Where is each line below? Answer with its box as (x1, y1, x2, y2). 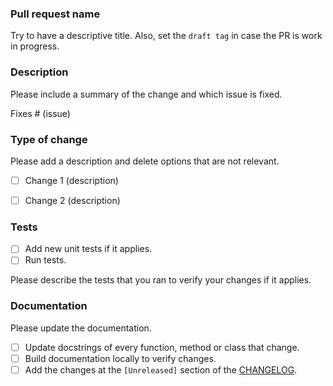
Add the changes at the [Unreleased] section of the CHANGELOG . (24, 363, 298, 376)
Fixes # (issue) (10, 107, 71, 119)
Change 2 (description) (24, 194, 121, 206)
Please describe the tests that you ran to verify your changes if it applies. (10, 274, 312, 286)
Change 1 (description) (24, 174, 119, 186)
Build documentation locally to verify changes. (24, 352, 217, 364)
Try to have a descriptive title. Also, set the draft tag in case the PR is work (10, 30, 323, 42)
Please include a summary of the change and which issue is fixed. (10, 88, 283, 100)
